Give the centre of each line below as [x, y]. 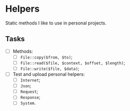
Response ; [30, 97]
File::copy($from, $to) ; [46, 57]
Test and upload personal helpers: [49, 74]
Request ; [29, 92]
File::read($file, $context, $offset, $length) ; [73, 63]
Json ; [26, 86]
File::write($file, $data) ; [50, 68]
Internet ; [30, 80]
